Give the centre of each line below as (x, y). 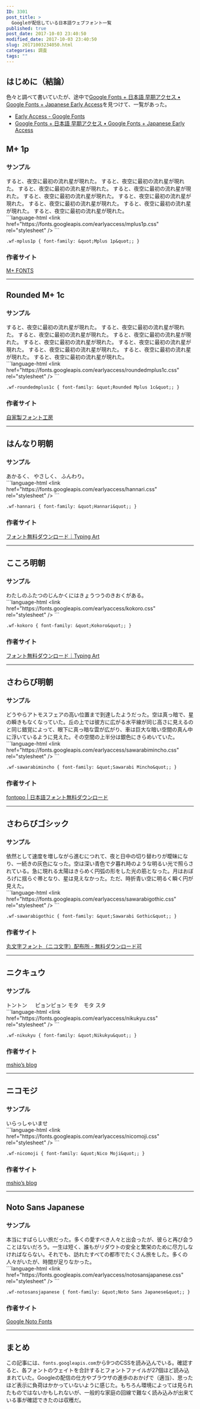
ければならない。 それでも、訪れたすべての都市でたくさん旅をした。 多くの (97, 1254)
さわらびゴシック (37, 823)
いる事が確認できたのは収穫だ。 (45, 1400)
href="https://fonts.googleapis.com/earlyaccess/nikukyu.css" (82, 1018)
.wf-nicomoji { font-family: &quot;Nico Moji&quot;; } (76, 1154)
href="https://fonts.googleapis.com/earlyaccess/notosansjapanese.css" (95, 1275)
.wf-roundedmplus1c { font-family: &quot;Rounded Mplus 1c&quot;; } (93, 387)
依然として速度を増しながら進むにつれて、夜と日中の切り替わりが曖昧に (95, 856)
